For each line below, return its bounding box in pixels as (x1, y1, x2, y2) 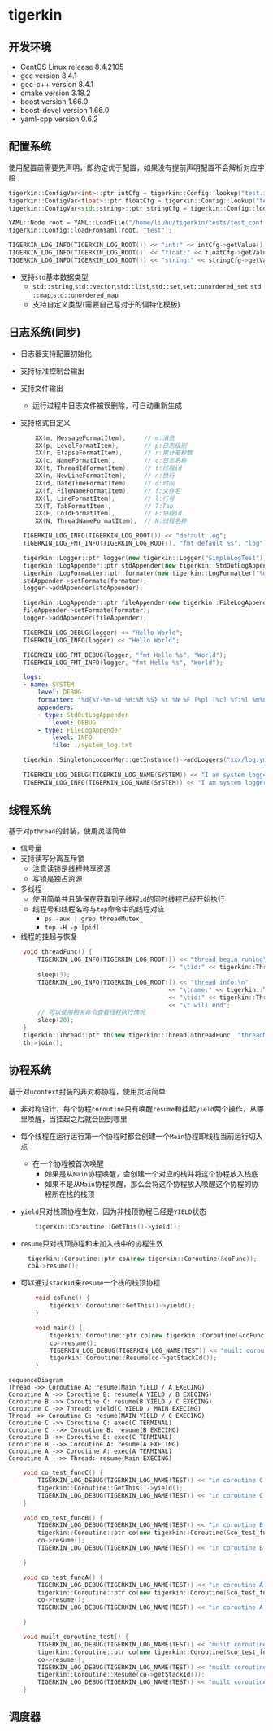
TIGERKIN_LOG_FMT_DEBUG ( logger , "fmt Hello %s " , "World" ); (23, 650, 227, 659)
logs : (23, 673, 42, 681)
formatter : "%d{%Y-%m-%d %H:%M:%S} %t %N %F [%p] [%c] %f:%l (37, 696, 249, 704)
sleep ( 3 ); (37, 971, 71, 979)
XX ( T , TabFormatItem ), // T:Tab (35, 502, 174, 510)
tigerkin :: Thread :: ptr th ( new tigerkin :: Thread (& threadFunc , (23, 1031, 234, 1040)
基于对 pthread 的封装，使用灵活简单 (8, 826, 128, 836)
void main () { (35, 1324, 83, 1332)
